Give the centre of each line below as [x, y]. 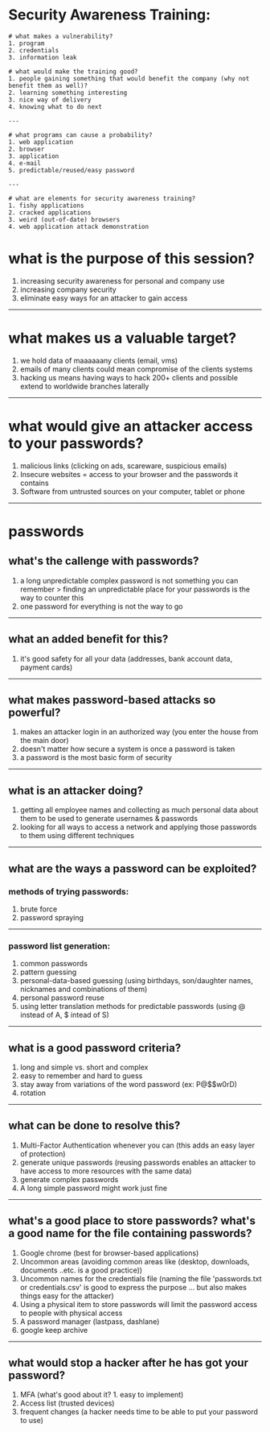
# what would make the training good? [73, 71]
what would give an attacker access [131, 426]
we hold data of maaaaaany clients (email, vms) [99, 360]
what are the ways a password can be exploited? [133, 868]
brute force [39, 909]
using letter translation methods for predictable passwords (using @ [133, 1007]
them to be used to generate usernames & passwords [109, 819]
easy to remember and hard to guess [81, 1075]
